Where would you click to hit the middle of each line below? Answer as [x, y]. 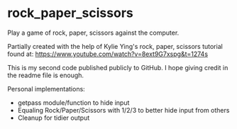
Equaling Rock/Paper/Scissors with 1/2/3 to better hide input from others [123, 110]
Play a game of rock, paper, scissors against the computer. [93, 33]
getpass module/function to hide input [73, 102]
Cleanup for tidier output [54, 118]
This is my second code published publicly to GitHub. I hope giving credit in [118, 67]
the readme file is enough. [45, 75]
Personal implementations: [46, 89]
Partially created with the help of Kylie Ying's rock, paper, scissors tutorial [115, 46]
